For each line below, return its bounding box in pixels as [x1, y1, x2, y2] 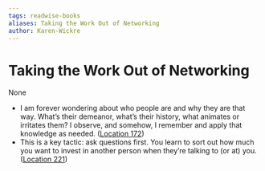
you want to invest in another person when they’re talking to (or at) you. [19, 146, 257, 156]
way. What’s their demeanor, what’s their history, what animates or [19, 112, 240, 121]
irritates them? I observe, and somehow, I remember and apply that [19, 120, 243, 130]
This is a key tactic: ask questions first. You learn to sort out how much [19, 137, 255, 147]
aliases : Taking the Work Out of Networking [8, 19, 160, 27]
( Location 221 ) [19, 154, 68, 165]
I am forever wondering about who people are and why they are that [19, 104, 246, 113]
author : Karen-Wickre [8, 26, 81, 35]
